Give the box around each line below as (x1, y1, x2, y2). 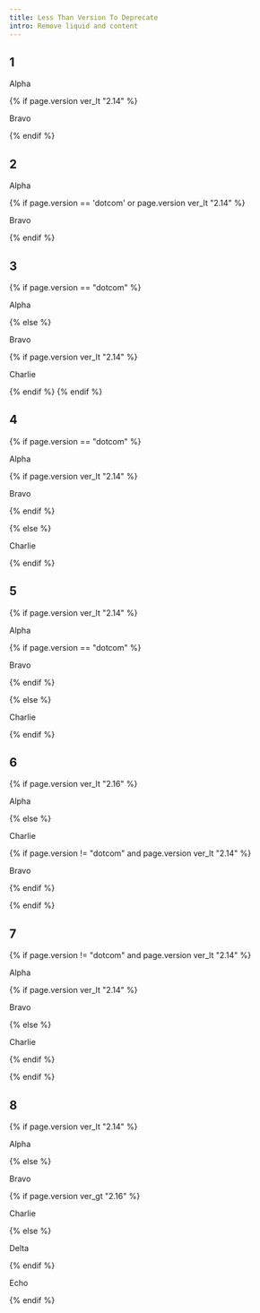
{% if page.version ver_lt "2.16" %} (9, 779, 138, 790)
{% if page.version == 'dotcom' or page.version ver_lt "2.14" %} (9, 198, 246, 209)
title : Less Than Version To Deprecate (9, 13, 159, 22)
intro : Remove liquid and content (9, 22, 139, 30)
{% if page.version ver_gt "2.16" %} (9, 1191, 141, 1201)
